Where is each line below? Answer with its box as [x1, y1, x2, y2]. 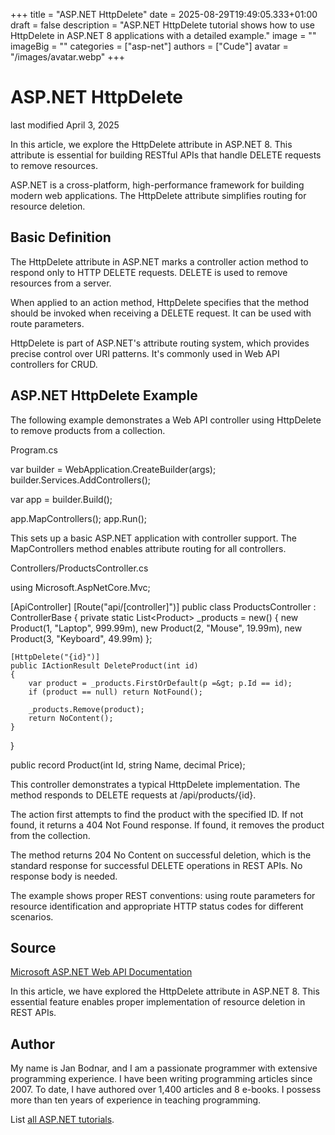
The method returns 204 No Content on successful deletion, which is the [10, 849, 312, 861]
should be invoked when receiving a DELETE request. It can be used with [10, 307, 312, 319]
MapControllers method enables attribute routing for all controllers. [10, 542, 287, 554]
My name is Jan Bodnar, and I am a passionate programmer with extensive [10, 1062, 318, 1074]
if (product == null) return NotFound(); [28, 687, 203, 697]
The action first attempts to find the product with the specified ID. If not [10, 808, 304, 820]
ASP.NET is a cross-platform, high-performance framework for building [10, 179, 305, 191]
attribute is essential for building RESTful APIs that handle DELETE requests [10, 149, 322, 161]
